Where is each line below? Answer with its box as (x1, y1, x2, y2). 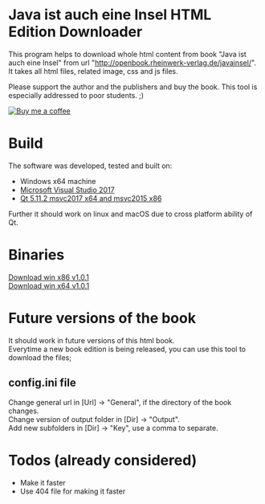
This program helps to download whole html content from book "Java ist (8, 49, 247, 59)
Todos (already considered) (8, 451, 198, 469)
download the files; (8, 352, 72, 363)
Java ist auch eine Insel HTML (8, 6, 212, 24)
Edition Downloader (8, 23, 143, 41)
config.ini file (8, 376, 76, 390)
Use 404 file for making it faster (19, 486, 126, 496)
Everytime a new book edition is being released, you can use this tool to (8, 344, 247, 354)
